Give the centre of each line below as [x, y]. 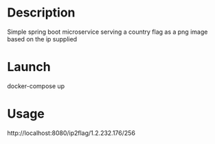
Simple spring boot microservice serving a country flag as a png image [107, 32]
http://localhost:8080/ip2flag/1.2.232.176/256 [71, 133]
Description [41, 13]
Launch [29, 67]
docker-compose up [36, 86]
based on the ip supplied [42, 39]
